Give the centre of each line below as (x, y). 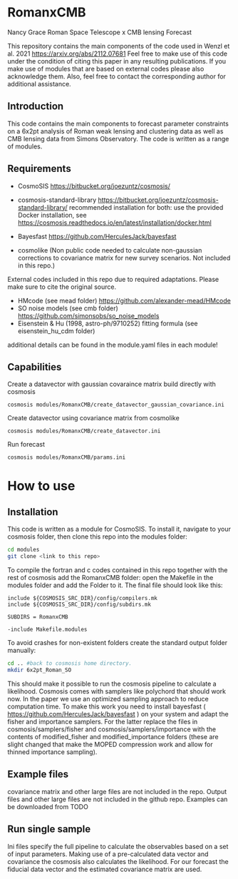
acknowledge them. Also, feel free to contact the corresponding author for (117, 76)
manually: (22, 651)
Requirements (39, 169)
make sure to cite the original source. (62, 287)
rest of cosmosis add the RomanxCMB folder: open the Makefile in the (110, 578)
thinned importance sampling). (52, 752)
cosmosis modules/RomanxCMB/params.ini (67, 457)
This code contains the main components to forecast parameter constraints (118, 123)
